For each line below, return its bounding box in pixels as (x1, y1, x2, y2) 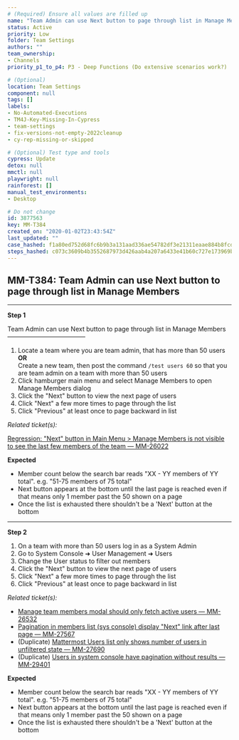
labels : (7, 103, 31, 111)
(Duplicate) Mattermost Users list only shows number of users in (17, 637, 208, 646)
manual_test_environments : (7, 188, 87, 196)
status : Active (7, 24, 53, 31)
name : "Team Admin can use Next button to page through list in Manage (7, 17, 224, 24)
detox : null (7, 162, 43, 170)
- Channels (7, 57, 40, 64)
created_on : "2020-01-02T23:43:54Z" (7, 228, 116, 235)
